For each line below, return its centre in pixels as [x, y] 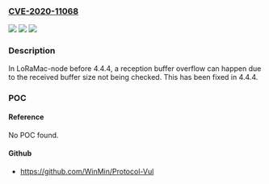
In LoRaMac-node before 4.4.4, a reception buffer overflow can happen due [135, 68]
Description [32, 51]
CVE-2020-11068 [44, 11]
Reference [26, 117]
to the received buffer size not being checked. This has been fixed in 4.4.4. [133, 77]
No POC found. [34, 135]
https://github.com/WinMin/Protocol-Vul [87, 171]
